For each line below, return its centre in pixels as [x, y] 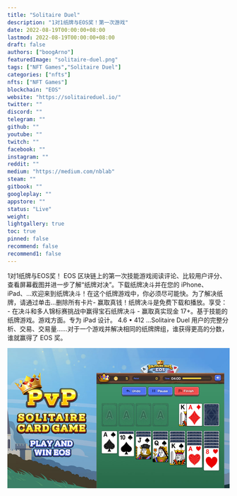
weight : [19, 217]
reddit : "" [23, 164]
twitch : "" [23, 142]
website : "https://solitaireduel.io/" [64, 97]
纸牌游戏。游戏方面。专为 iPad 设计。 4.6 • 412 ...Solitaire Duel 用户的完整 [115, 320]
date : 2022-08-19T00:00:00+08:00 [56, 30]
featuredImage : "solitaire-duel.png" [63, 60]
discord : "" [25, 112]
